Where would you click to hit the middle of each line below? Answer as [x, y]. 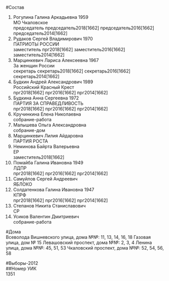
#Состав [15, 7]
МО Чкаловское [30, 23]
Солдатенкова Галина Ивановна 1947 [54, 189]
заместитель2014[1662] [39, 55]
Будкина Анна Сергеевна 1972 [46, 98]
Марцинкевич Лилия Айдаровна [48, 136]
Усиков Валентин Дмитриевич [46, 217]
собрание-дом [29, 130]
